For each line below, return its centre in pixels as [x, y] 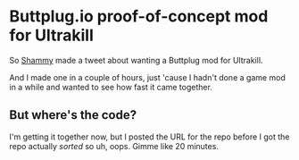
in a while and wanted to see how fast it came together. [111, 87]
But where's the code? [73, 115]
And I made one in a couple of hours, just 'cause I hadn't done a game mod [147, 77]
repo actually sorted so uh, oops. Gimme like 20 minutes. [114, 146]
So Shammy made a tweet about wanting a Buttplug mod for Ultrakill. [136, 60]
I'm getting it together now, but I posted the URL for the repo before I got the [149, 137]
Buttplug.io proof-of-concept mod [139, 17]
